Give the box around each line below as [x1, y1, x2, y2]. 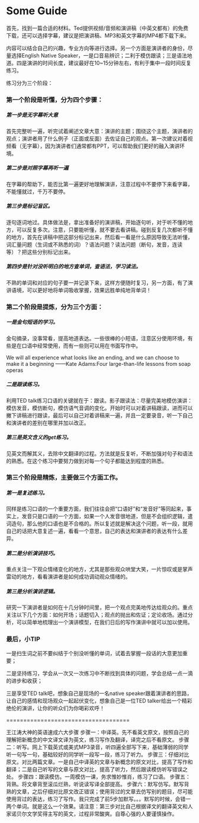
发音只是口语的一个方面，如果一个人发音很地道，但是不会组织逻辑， [21, 513, 188, 520]
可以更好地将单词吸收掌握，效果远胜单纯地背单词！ [26, 286, 152, 294]
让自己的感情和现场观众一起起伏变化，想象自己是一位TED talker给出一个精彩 [6, 697, 192, 704]
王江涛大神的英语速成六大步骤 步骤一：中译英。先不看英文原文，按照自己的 [6, 728, 190, 736]
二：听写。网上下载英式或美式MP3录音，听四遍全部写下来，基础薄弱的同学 [6, 743, 189, 751]
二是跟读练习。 [6, 381, 43, 388]
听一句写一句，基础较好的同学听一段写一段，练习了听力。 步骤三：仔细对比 [6, 751, 190, 758]
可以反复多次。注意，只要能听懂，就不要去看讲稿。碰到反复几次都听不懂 [16, 226, 193, 233]
